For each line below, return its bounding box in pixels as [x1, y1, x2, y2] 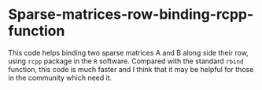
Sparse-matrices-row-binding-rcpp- [8, 5, 254, 23]
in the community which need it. [8, 73, 113, 82]
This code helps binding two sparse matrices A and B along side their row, [8, 48, 249, 57]
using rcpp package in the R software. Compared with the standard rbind [8, 56, 244, 66]
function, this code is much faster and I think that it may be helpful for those [8, 64, 254, 74]
